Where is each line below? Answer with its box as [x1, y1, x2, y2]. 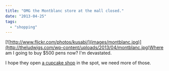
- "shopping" [10, 25, 38, 30]
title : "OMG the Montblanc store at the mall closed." [5, 8, 124, 13]
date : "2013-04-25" [5, 13, 47, 19]
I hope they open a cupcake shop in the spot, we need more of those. [5, 60, 151, 66]
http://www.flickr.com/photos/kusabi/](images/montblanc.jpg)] [10, 39, 142, 45]
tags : [5, 19, 17, 24]
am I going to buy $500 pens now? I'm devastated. [5, 50, 112, 56]
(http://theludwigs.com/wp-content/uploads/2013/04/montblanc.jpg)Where [5, 44, 164, 51]
